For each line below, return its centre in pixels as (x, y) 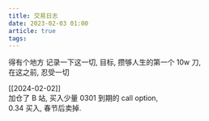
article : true (32, 31)
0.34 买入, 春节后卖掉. (45, 108)
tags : (17, 38)
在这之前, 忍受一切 (39, 73)
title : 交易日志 (33, 16)
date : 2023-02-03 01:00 (49, 23)
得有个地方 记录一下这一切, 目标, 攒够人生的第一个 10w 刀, (104, 62)
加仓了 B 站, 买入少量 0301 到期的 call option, (83, 98)
